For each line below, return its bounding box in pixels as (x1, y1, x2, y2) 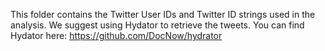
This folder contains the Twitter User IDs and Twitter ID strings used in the (10, 9, 316, 20)
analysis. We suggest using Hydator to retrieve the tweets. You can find (10, 19, 305, 31)
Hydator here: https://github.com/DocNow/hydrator (10, 30, 223, 41)
